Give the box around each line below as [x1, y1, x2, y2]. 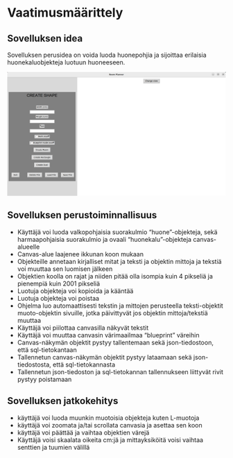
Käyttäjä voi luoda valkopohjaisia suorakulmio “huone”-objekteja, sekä [17, 227, 218, 236]
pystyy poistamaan [17, 375, 72, 383]
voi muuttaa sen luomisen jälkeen [17, 265, 113, 273]
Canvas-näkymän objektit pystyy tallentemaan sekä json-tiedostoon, [17, 338, 214, 346]
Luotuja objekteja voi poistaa [17, 294, 99, 302]
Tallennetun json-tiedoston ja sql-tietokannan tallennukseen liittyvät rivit [17, 367, 224, 376]
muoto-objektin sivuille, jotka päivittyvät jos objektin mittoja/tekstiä [17, 308, 208, 317]
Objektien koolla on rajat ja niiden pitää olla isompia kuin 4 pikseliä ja [17, 272, 214, 280]
